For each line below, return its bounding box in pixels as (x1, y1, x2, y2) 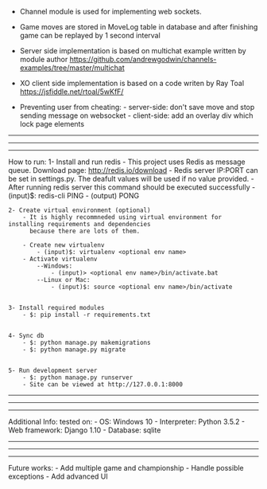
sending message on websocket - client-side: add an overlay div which (19, 111, 253, 120)
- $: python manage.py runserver (22, 374, 133, 381)
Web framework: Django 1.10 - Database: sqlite (8, 425, 161, 435)
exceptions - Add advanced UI (8, 471, 109, 481)
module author (19, 55, 68, 64)
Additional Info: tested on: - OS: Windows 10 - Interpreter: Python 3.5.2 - (8, 417, 246, 426)
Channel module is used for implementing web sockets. (19, 7, 202, 16)
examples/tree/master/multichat (19, 63, 125, 72)
